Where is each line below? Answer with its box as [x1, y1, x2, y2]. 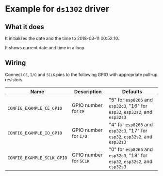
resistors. [5, 76, 24, 83]
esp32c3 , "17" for [109, 127, 148, 134]
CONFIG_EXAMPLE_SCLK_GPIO [7, 155, 67, 161]
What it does [5, 23, 45, 31]
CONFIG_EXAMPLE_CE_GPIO [7, 105, 63, 111]
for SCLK [72, 157, 90, 164]
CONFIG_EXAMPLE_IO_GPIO [7, 130, 63, 136]
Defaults [122, 88, 142, 95]
